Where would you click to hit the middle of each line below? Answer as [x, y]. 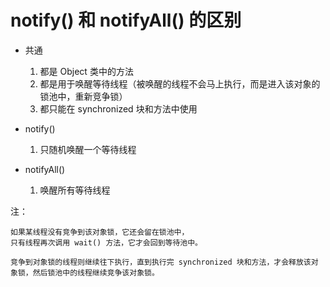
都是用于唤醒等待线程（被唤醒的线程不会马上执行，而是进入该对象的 [180, 83]
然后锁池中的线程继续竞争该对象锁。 [96, 272]
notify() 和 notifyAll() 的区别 [126, 20]
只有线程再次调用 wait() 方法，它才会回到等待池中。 [106, 242]
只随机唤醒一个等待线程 [88, 149]
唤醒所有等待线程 [75, 190]
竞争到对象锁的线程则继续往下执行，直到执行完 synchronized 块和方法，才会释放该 [161, 262]
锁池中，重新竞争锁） [83, 96]
